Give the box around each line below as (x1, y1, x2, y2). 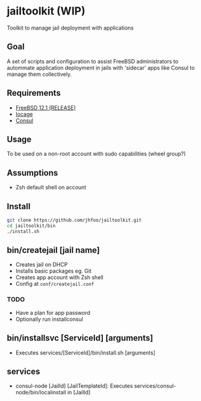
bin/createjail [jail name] (7, 245, 100, 256)
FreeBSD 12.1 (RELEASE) (15, 104, 76, 111)
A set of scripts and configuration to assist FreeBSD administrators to (7, 57, 179, 65)
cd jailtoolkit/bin (7, 223, 56, 229)
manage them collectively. (7, 71, 72, 78)
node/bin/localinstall (15, 389, 67, 396)
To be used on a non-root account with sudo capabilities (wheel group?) (7, 150, 186, 157)
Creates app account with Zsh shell (15, 274, 104, 281)
